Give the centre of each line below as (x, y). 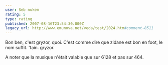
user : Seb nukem (22, 10)
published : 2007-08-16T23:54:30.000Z (45, 24)
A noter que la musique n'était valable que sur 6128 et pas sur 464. (74, 57)
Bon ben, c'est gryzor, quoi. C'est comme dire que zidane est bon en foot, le (84, 42)
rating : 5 (16, 14)
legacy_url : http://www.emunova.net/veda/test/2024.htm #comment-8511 (79, 28)
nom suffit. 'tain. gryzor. (30, 48)
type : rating (19, 19)
